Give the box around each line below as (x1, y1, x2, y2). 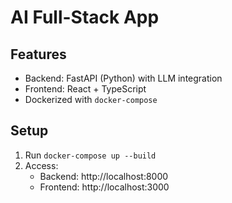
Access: (24, 159, 59, 171)
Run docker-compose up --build (24, 149, 157, 161)
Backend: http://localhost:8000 (39, 170, 169, 182)
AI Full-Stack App (10, 6, 160, 29)
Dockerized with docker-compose (24, 94, 158, 105)
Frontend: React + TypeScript (24, 83, 147, 95)
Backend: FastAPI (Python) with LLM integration (24, 72, 223, 84)
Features (10, 46, 67, 63)
